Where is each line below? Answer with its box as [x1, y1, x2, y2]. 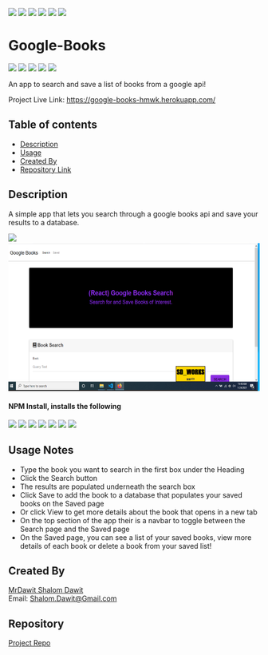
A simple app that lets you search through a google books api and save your [8, 208, 258, 219]
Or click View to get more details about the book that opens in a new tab [19, 507, 258, 517]
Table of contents [8, 118, 97, 132]
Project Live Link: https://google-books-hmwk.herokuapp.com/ [8, 94, 216, 104]
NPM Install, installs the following [8, 402, 122, 411]
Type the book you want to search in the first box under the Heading [19, 464, 245, 474]
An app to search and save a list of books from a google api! [8, 79, 207, 89]
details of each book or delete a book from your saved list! [19, 541, 212, 550]
